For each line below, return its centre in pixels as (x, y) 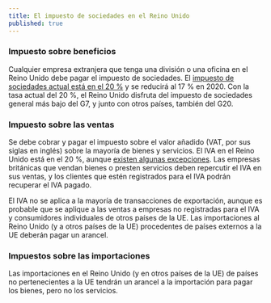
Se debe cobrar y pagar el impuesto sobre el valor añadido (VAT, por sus (129, 142)
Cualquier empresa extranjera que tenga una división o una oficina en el (128, 69)
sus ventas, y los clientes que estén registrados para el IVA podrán (119, 177)
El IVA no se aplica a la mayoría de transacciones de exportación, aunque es (135, 201)
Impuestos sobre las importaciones (79, 256)
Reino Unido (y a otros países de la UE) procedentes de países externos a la (135, 226)
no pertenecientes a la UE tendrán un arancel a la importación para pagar (131, 282)
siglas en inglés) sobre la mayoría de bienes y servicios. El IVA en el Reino (131, 151)
